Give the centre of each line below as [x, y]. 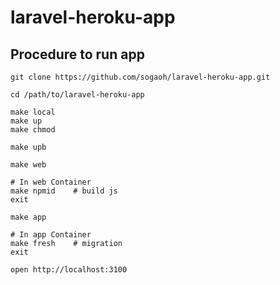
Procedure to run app [77, 54]
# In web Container [51, 182]
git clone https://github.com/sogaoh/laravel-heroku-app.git [140, 77]
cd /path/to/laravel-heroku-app [77, 95]
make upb [28, 147]
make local [33, 112]
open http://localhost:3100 [69, 270]
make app [28, 217]
